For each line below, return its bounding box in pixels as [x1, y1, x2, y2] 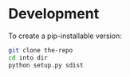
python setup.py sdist [8, 61, 84, 69]
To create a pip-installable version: [8, 31, 122, 40]
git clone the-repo [8, 46, 73, 54]
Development [8, 5, 100, 23]
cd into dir [8, 53, 48, 62]
